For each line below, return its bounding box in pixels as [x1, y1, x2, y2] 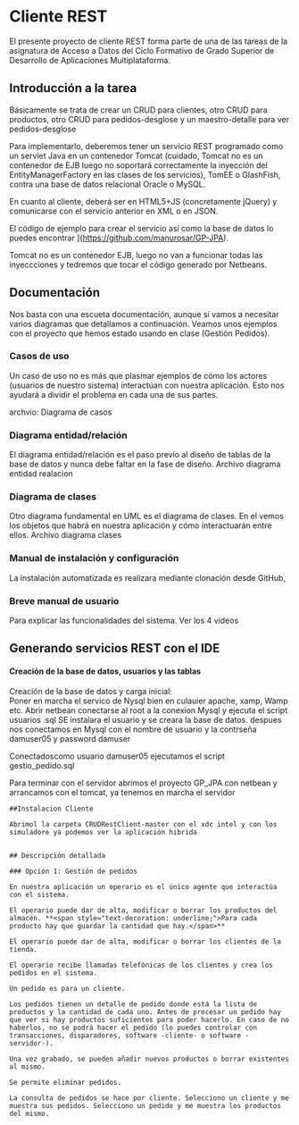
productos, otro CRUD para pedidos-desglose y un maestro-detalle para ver [9, 113, 290, 124]
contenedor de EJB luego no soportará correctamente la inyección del [9, 159, 268, 171]
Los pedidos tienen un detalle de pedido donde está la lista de [9, 999, 257, 1009]
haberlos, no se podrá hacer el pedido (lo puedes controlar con [9, 1023, 257, 1032]
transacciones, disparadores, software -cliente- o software [9, 1030, 242, 1040]
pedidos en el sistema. [9, 968, 98, 978]
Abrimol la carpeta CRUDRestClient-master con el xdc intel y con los [9, 819, 278, 828]
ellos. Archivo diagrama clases [9, 530, 122, 541]
